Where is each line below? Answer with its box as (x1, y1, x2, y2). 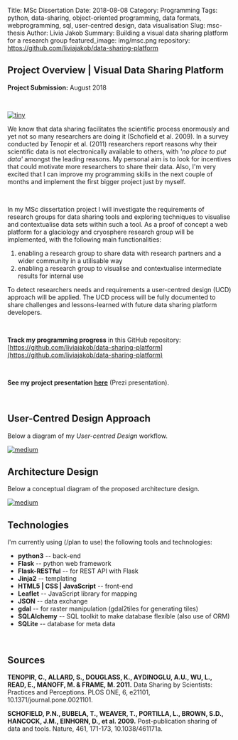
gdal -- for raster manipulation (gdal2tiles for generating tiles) (17, 604, 199, 613)
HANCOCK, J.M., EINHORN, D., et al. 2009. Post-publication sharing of (7, 717, 218, 726)
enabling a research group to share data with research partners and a (17, 249, 222, 257)
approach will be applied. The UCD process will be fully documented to (7, 293, 216, 301)
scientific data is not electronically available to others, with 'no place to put (7, 147, 227, 156)
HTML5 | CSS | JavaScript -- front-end (17, 582, 134, 591)
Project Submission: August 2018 (7, 83, 107, 92)
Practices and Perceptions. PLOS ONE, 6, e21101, (7, 688, 151, 697)
